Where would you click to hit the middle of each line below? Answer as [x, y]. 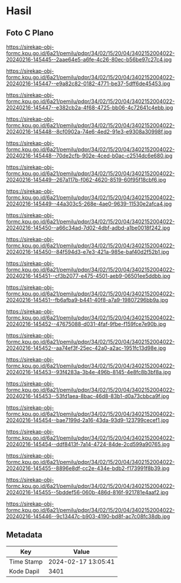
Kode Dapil [24, 571]
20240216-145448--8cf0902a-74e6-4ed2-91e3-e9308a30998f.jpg [89, 132]
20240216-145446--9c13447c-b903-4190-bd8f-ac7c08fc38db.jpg [88, 516]
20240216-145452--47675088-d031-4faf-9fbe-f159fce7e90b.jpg [86, 324]
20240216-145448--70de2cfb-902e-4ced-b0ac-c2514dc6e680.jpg [89, 156]
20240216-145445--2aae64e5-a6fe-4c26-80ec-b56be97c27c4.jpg [89, 59]
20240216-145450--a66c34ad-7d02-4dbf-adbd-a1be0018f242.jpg [88, 228]
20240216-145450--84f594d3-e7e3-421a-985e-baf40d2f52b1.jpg [88, 252]
